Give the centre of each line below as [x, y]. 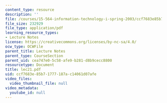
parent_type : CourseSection [34, 56]
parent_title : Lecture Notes [35, 51]
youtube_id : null [28, 93]
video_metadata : [22, 88]
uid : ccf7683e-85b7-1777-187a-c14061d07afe [51, 74]
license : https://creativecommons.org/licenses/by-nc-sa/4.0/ [71, 42]
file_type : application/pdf [34, 28]
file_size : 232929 [24, 24]
